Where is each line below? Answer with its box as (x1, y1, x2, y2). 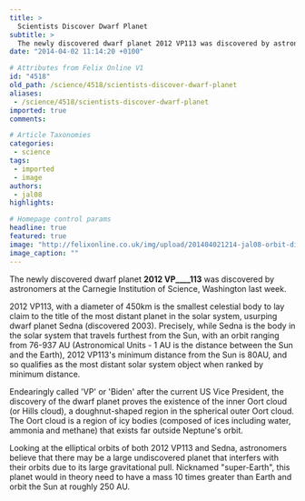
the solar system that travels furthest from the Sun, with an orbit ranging (9, 329, 280, 341)
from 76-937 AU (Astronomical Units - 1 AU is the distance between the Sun (9, 339, 293, 350)
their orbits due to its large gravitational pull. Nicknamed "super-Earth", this (9, 461, 290, 473)
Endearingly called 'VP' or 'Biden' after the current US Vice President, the (9, 386, 284, 396)
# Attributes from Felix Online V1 (9, 64, 144, 73)
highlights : (9, 198, 54, 207)
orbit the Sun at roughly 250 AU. (9, 481, 130, 492)
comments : (9, 115, 47, 124)
